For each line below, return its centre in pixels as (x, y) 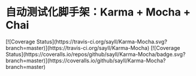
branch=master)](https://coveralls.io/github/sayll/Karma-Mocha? (86, 61)
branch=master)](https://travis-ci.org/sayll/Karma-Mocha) (78, 47)
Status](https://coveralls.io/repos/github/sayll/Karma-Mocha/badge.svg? (96, 54)
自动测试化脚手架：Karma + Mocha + (98, 12)
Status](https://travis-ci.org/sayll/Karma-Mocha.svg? (102, 42)
